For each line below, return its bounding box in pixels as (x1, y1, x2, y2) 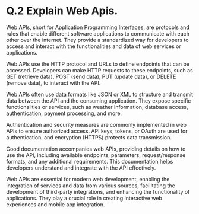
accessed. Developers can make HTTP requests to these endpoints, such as (6, 66, 193, 74)
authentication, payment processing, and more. (6, 110, 122, 117)
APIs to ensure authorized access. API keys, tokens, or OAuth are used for (6, 127, 188, 135)
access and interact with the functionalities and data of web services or (6, 43, 181, 50)
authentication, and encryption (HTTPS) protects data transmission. (6, 133, 172, 140)
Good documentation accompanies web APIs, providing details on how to (6, 145, 186, 152)
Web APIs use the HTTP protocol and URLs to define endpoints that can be (6, 60, 190, 68)
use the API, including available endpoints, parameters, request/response (6, 151, 186, 158)
